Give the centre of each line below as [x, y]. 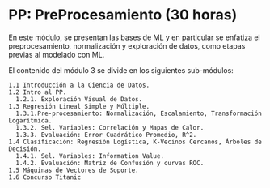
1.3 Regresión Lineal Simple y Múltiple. [79, 106]
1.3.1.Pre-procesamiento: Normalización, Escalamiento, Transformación [139, 113]
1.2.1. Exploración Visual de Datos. [79, 99]
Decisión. [25, 149]
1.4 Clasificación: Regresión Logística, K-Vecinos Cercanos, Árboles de [135, 142]
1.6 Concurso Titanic [45, 177]
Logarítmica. [30, 120]
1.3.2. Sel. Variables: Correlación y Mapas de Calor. [110, 127]
